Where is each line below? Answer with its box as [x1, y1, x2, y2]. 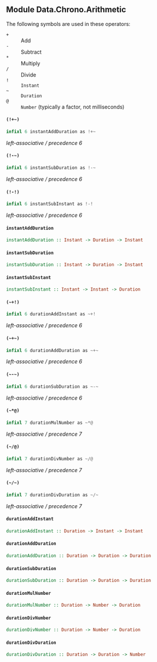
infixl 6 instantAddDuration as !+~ [6, 129, 96, 135]
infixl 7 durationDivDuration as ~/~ [6, 492, 99, 498]
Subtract [21, 48, 42, 55]
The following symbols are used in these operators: [6, 20, 131, 27]
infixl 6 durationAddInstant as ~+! [6, 311, 96, 317]
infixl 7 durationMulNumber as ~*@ [6, 420, 93, 426]
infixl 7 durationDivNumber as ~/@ [6, 456, 93, 462]
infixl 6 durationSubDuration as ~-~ [6, 383, 99, 390]
